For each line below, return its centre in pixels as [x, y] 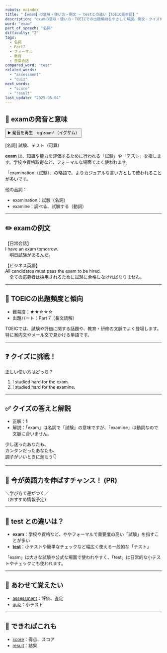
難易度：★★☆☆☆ [33, 312]
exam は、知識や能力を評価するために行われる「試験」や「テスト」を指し [81, 156]
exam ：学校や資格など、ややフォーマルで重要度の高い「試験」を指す [83, 534]
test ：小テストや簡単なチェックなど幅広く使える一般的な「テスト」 [82, 546]
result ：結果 [25, 646]
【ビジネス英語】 [23, 265]
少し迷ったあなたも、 [27, 444]
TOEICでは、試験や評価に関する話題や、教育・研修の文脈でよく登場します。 [83, 328]
